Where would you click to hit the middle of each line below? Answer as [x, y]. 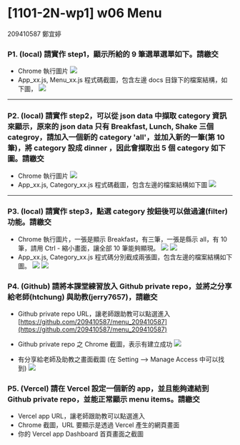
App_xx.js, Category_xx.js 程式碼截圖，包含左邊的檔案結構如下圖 [112, 184]
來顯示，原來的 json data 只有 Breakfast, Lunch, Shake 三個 [111, 126]
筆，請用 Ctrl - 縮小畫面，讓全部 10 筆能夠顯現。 [89, 248]
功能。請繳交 [30, 222]
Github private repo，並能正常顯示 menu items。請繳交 [104, 399]
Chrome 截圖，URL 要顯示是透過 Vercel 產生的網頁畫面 [99, 425]
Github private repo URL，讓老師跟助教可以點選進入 [94, 314]
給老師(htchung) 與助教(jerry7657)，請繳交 [82, 296]
